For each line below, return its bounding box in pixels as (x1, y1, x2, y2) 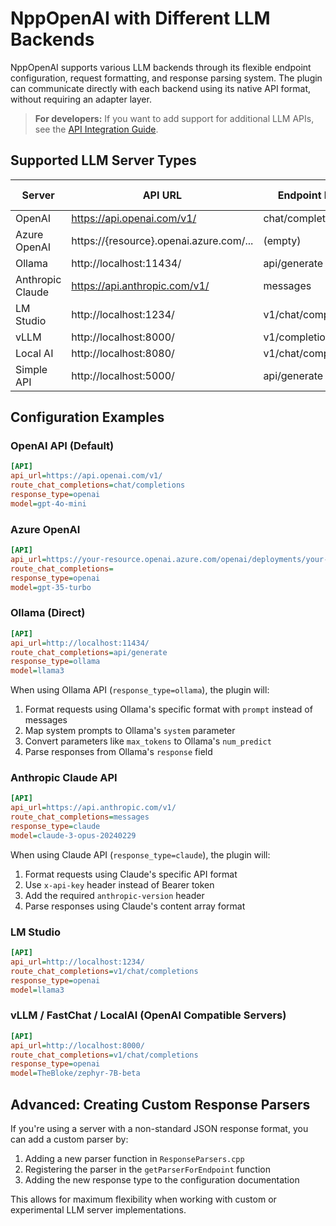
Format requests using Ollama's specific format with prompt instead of (24, 703, 313, 716)
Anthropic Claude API (10, 771, 118, 785)
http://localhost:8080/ (71, 346, 175, 360)
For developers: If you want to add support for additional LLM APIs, (34, 112, 315, 124)
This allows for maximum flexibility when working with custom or (10, 1193, 277, 1205)
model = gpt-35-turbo (10, 582, 92, 592)
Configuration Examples (10, 409, 165, 426)
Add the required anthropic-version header (24, 889, 205, 901)
